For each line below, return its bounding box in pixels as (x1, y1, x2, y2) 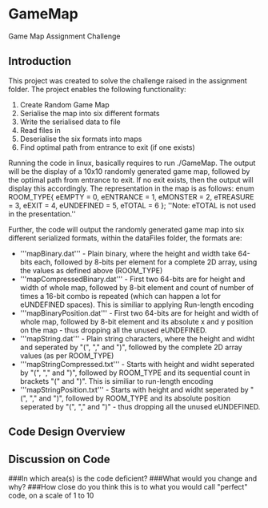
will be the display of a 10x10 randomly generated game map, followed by (8, 166, 250, 176)
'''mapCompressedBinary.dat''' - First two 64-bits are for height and (19, 274, 246, 284)
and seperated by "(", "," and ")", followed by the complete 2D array (19, 342, 242, 352)
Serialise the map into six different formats (19, 108, 160, 118)
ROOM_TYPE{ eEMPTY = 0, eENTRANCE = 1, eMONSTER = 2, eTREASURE (8, 192, 254, 201)
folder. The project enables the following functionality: (8, 84, 186, 94)
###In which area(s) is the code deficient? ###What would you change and (8, 474, 258, 483)
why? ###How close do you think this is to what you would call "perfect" (8, 482, 248, 491)
